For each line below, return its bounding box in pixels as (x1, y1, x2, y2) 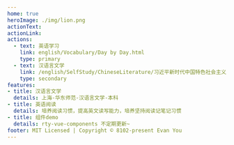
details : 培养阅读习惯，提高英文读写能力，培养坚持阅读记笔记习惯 (13, 107, 182, 114)
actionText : (7, 23, 42, 30)
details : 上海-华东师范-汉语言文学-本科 (13, 95, 118, 102)
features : (7, 82, 36, 89)
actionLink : (7, 29, 42, 37)
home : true (7, 10, 39, 17)
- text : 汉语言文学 (13, 62, 65, 69)
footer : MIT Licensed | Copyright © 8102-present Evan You (7, 127, 182, 134)
